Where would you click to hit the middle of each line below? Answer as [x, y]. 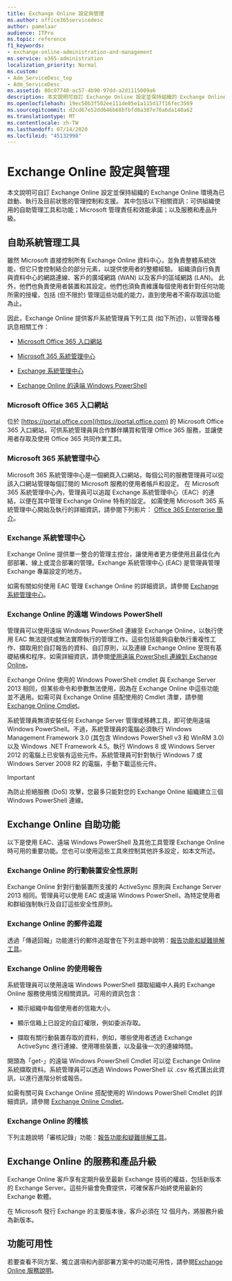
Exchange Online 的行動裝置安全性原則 [72, 870]
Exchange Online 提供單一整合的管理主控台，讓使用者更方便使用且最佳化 [110, 554]
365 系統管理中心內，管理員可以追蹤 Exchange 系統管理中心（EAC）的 [108, 492]
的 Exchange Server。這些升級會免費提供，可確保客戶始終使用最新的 [105, 1188]
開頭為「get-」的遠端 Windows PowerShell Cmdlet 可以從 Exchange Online [114, 1060]
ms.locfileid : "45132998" [44, 135]
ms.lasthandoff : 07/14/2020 [48, 129]
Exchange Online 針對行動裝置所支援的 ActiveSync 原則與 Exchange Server [114, 887]
